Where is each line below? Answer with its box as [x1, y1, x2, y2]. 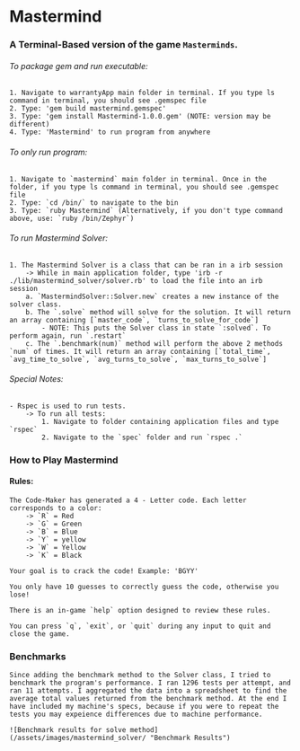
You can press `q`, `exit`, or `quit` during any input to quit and [9, 622, 271, 631]
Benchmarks [9, 649, 66, 662]
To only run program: [9, 146, 88, 157]
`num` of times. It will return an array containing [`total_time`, [9, 347, 271, 356]
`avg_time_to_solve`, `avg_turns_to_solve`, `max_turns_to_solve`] [9, 355, 268, 364]
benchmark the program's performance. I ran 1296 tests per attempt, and [9, 678, 292, 688]
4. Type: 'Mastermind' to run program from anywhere [9, 128, 211, 137]
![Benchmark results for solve [9, 726, 127, 735]
